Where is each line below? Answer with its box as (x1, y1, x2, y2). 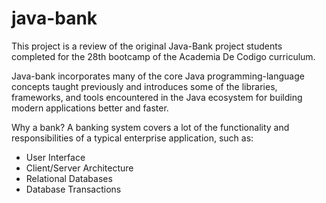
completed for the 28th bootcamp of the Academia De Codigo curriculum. (11, 50, 316, 62)
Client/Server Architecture (25, 162, 134, 174)
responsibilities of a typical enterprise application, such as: (11, 132, 254, 144)
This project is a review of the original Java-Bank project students (11, 40, 283, 52)
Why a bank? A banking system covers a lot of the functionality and (11, 121, 290, 133)
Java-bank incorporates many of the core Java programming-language (11, 70, 305, 82)
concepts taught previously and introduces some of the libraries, (11, 80, 278, 92)
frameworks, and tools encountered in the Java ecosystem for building (11, 91, 303, 103)
